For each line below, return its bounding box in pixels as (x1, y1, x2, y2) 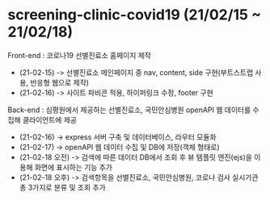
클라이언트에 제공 (22, 115, 78, 124)
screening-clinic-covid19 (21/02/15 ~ (7, 6, 262, 24)
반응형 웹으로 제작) (30, 77, 90, 87)
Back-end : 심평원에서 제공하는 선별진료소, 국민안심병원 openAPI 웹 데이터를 (7, 105, 251, 115)
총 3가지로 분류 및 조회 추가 (19, 182, 106, 192)
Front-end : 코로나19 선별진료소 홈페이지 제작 (7, 50, 151, 60)
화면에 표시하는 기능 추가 (34, 162, 112, 172)
